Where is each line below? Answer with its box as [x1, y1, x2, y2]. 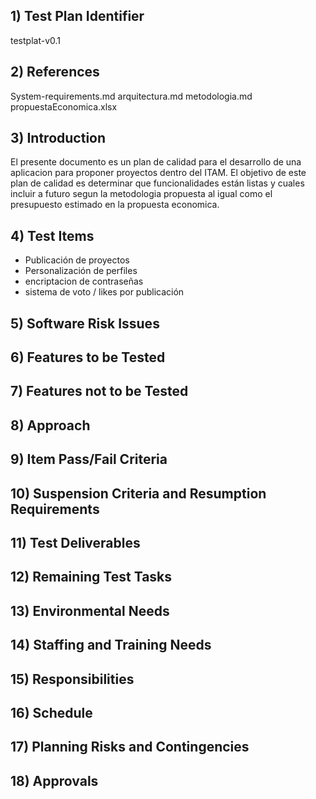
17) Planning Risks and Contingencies [10, 739, 250, 756]
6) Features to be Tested [10, 349, 166, 366]
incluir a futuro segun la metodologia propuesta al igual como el [10, 188, 273, 200]
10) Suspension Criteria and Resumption [10, 485, 267, 502]
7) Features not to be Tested [10, 383, 189, 400]
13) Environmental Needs [10, 602, 170, 619]
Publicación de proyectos [24, 254, 130, 266]
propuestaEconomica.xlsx [10, 100, 118, 113]
